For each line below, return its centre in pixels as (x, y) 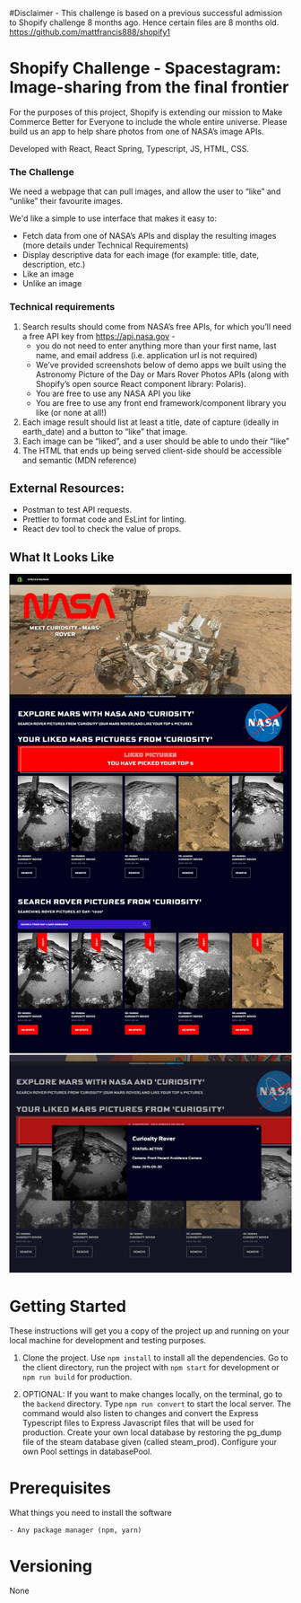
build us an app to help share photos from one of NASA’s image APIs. (137, 131)
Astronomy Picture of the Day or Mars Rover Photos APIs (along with (162, 374)
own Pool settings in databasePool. (87, 1452)
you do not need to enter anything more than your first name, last (156, 346)
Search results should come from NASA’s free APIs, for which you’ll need (157, 326)
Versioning (51, 1566)
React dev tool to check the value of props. (102, 529)
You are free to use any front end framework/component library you (161, 402)
